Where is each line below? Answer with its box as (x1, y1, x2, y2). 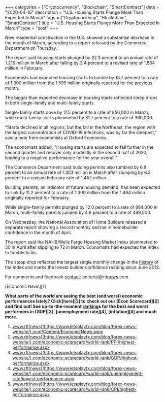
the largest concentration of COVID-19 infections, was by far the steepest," (5, 130, 157, 135)
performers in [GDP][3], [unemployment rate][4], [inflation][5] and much (5, 309, 157, 314)
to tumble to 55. (5, 250, 37, 255)
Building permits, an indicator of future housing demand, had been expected (5, 184, 160, 190)
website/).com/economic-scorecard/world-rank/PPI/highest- (12, 339, 136, 345)
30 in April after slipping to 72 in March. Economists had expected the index (5, 244, 159, 250)
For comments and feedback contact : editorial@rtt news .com (5, 274, 129, 280)
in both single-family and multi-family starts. (5, 100, 95, 105)
